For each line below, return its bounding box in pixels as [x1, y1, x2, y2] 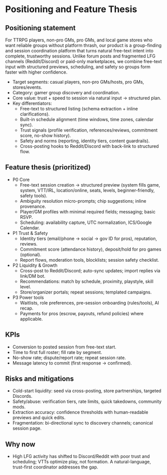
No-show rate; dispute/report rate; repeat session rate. [12, 354, 126, 361]
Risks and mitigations [5, 375, 74, 383]
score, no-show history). [20, 133, 71, 138]
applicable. [20, 316, 43, 322]
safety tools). [20, 193, 48, 199]
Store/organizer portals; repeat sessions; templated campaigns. [20, 289, 152, 295]
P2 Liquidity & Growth [12, 262, 58, 268]
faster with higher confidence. [5, 69, 68, 75]
